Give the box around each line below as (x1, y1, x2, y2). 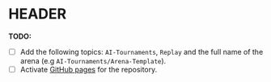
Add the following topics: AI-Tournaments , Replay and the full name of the (19, 47, 264, 56)
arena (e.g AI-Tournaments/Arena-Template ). (19, 56, 167, 65)
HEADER (8, 5, 67, 23)
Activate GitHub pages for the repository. (19, 65, 158, 74)
